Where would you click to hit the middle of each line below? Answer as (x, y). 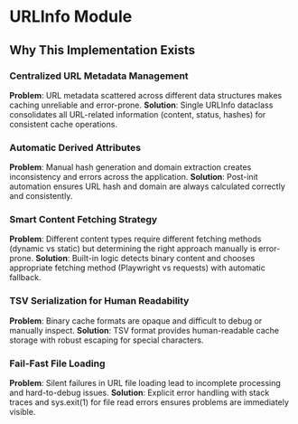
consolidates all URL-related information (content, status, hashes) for (138, 114)
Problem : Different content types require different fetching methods (135, 239)
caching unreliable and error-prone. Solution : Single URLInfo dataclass (141, 105)
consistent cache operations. (63, 124)
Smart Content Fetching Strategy (84, 220)
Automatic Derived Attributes (75, 147)
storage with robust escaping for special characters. (107, 340)
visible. (23, 412)
